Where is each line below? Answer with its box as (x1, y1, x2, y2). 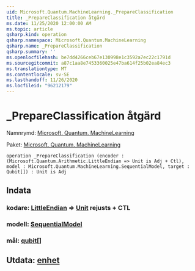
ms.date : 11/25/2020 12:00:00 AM (6, 20, 92, 26)
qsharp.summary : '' (6, 49, 56, 55)
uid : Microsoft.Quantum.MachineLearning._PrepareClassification (6, 9, 174, 15)
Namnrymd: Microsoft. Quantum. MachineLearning (6, 129, 134, 136)
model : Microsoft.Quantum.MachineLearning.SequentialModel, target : (6, 163, 190, 170)
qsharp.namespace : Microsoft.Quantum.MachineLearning (6, 37, 147, 43)
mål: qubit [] (6, 236, 42, 245)
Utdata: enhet (6, 255, 60, 266)
